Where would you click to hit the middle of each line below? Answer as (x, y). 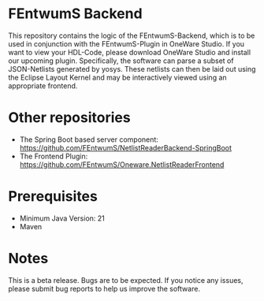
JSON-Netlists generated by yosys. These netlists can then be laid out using (132, 69)
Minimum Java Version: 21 (62, 218)
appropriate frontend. (43, 85)
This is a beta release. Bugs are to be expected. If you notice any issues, (126, 280)
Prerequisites (53, 197)
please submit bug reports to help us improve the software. (104, 288)
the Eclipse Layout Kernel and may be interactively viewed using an (117, 77)
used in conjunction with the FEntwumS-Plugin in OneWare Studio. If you (126, 43)
